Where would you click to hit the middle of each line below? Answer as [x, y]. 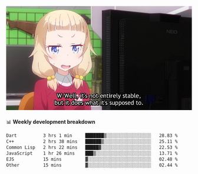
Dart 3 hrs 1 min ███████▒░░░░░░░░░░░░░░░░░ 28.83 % [92, 136]
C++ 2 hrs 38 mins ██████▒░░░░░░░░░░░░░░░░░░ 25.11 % [92, 142]
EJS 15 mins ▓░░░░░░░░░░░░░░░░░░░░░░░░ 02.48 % [92, 159]
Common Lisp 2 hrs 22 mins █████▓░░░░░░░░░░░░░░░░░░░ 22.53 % [92, 148]
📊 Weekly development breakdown [51, 122]
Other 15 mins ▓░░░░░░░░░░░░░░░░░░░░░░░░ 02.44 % [92, 165]
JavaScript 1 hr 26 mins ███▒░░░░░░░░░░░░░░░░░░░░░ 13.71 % [92, 154]
